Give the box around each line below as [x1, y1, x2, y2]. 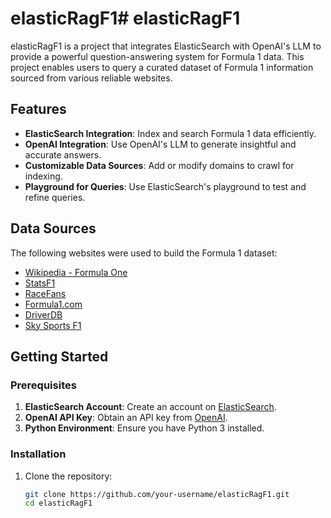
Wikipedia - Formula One [24, 266, 128, 278]
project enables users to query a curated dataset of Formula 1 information [10, 61, 314, 73]
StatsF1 [24, 277, 56, 289]
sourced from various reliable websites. [10, 72, 173, 84]
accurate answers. [24, 148, 102, 161]
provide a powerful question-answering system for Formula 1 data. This [10, 50, 305, 62]
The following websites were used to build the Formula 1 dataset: [10, 247, 278, 259]
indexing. [24, 170, 63, 182]
